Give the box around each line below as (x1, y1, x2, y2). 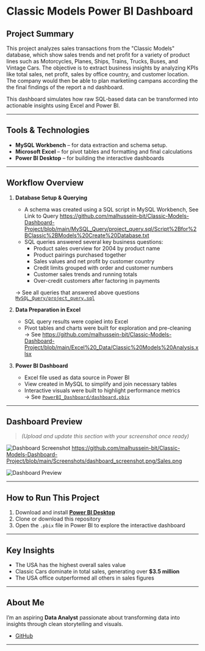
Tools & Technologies (6, 125, 90, 135)
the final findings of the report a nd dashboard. (6, 84, 124, 91)
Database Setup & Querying (15, 194, 87, 201)
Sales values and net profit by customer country (33, 257, 154, 265)
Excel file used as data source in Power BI (24, 374, 130, 381)
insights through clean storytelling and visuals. (6, 620, 123, 627)
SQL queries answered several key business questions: (24, 238, 164, 245)
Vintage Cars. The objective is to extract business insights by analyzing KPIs (6, 64, 199, 71)
